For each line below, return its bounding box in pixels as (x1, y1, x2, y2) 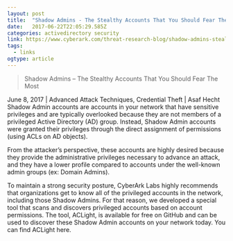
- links (13, 49, 36, 56)
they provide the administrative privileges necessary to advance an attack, (7, 153, 221, 161)
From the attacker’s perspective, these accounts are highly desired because (7, 145, 224, 153)
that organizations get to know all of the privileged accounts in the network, (7, 188, 223, 197)
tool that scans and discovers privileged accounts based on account (7, 203, 202, 212)
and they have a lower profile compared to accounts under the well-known (7, 160, 221, 169)
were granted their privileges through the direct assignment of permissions (7, 124, 222, 133)
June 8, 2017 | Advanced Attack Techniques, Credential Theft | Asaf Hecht (7, 95, 221, 103)
